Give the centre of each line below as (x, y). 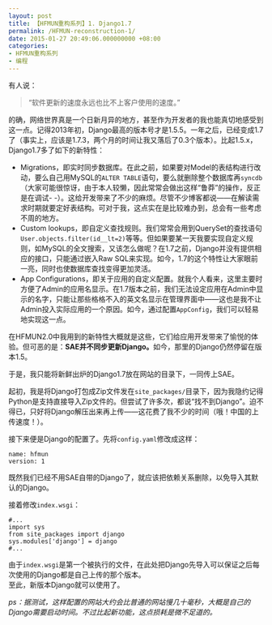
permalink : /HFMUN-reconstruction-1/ (72, 31)
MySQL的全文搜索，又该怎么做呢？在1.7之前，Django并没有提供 (148, 248)
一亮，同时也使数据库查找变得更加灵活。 (87, 268)
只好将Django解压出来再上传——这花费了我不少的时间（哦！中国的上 (144, 411)
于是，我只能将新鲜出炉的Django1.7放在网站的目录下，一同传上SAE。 (123, 374)
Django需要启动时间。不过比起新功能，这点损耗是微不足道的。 (113, 612)
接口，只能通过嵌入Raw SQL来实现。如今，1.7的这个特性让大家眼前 (147, 258)
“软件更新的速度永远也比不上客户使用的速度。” (104, 102)
